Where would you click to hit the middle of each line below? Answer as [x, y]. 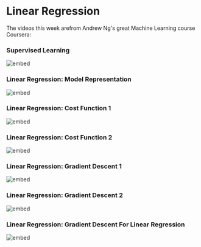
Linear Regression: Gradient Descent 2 [65, 195]
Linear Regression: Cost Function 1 [59, 108]
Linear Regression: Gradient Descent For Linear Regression [96, 224]
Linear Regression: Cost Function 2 [59, 137]
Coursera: [19, 34]
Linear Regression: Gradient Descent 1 [64, 167]
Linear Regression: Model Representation [69, 79]
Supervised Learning [38, 50]
